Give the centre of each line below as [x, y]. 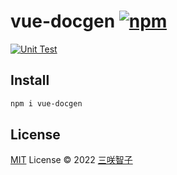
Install [30, 80]
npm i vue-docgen [46, 103]
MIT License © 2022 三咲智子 [71, 160]
